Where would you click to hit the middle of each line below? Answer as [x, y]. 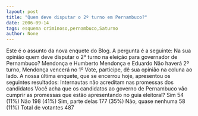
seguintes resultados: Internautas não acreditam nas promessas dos [90, 82]
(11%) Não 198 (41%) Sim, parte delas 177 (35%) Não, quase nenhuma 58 [96, 101]
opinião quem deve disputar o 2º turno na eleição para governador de [92, 57]
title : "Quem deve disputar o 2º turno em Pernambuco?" [77, 17]
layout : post [22, 12]
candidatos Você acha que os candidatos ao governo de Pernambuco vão [97, 89]
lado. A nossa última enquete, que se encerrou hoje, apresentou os [88, 76]
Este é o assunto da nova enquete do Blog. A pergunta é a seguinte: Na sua [99, 51]
